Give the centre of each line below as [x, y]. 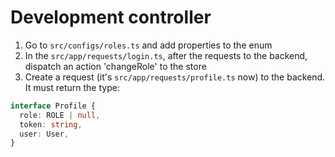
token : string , [51, 124]
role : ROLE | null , [60, 115]
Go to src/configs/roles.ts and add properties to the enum [148, 45]
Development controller [111, 17]
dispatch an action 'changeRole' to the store [115, 66]
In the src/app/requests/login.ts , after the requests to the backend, [166, 55]
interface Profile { [53, 106]
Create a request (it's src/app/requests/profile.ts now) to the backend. [175, 77]
